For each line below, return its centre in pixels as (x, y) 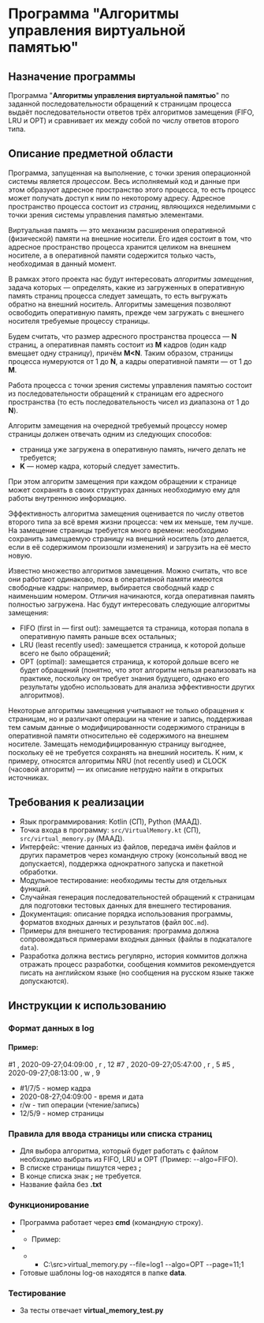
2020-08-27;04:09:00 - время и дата (82, 1097)
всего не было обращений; (65, 653)
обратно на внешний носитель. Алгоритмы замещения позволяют (120, 304)
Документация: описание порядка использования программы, (126, 914)
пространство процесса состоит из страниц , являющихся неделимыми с (132, 206)
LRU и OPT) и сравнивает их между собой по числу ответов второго (124, 120)
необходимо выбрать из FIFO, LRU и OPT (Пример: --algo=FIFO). (129, 1160)
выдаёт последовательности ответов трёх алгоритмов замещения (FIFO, (131, 112)
